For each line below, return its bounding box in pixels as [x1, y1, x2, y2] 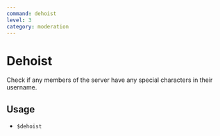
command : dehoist [6, 10, 57, 17]
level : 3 [6, 17, 32, 24]
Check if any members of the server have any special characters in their [6, 76, 213, 84]
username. [6, 83, 37, 92]
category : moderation [6, 23, 69, 30]
